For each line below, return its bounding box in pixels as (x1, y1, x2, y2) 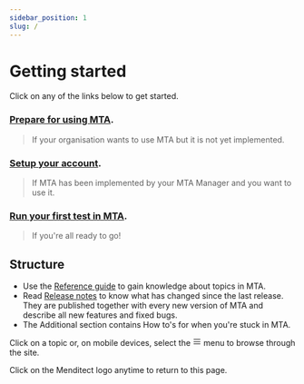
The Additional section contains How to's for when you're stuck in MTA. (22, 320, 291, 330)
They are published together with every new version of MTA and (22, 300, 264, 311)
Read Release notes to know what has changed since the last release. (22, 290, 284, 301)
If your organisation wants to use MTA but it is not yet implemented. (31, 133, 285, 145)
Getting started (9, 61, 127, 82)
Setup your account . (9, 156, 102, 169)
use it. (31, 187, 55, 198)
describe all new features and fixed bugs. (22, 310, 178, 320)
